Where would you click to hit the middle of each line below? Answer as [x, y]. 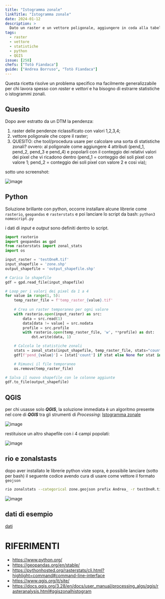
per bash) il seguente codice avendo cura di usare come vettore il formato [80, 476]
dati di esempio [29, 514]
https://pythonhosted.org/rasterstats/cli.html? [58, 570]
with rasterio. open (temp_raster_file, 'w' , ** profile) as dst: [89, 333]
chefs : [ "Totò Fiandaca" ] [31, 65]
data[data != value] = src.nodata [58, 323]
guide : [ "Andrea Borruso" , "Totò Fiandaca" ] [51, 70]
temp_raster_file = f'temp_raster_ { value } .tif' [63, 300]
